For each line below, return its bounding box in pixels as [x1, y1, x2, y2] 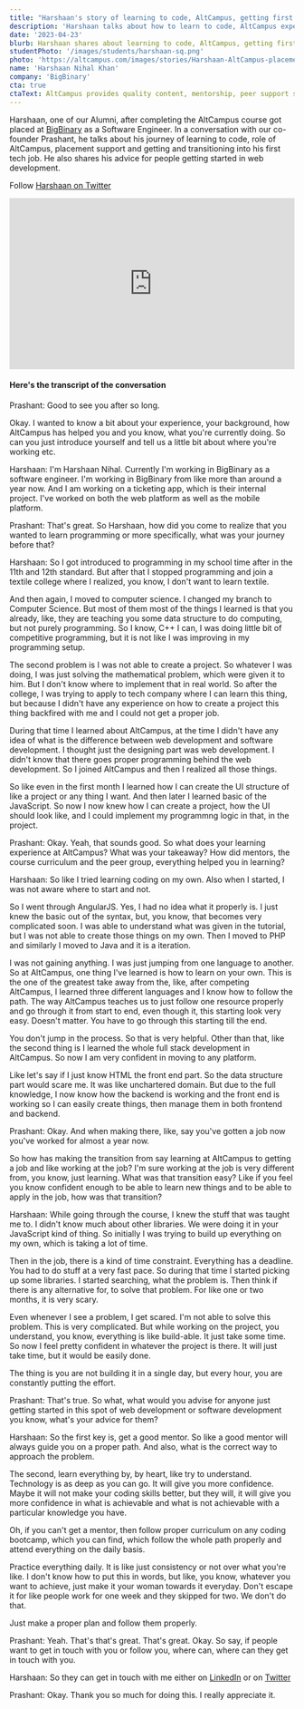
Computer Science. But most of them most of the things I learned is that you [9, 604, 294, 615]
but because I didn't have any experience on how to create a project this [9, 698, 280, 709]
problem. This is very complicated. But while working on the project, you [9, 1321, 280, 1333]
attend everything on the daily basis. [9, 1544, 146, 1555]
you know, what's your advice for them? [9, 1414, 158, 1425]
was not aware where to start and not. [9, 884, 151, 895]
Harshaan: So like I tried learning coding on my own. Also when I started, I [9, 874, 285, 885]
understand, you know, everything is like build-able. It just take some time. [9, 1331, 287, 1342]
